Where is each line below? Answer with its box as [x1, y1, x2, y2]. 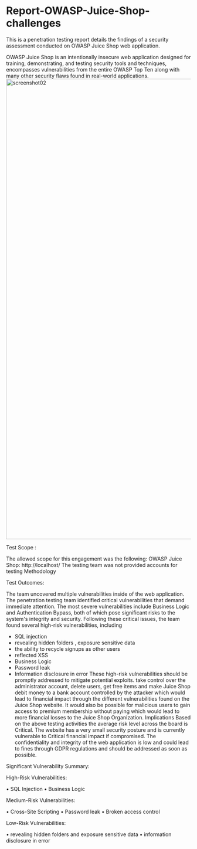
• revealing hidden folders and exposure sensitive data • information [6, 831, 172, 838]
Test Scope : [6, 544, 37, 551]
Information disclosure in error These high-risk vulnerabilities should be [14, 670, 188, 677]
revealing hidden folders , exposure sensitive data [14, 639, 135, 646]
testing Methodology [6, 568, 57, 575]
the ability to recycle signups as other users [14, 645, 120, 652]
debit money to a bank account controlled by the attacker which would [14, 689, 186, 696]
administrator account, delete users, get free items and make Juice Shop [14, 682, 191, 690]
